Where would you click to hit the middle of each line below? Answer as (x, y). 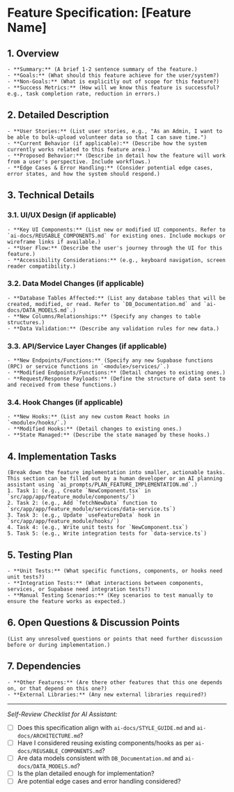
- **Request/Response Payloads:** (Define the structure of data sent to (117, 379)
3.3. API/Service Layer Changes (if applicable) (87, 346)
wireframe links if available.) (54, 242)
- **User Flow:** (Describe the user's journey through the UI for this (115, 248)
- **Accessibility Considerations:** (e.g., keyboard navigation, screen (117, 260)
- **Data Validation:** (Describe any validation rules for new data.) (113, 328)
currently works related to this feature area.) (79, 149)
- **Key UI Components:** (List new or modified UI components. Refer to (117, 229)
